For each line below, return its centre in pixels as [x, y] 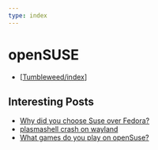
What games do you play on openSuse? [84, 138]
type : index [28, 15]
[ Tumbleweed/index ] [53, 77]
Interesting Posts [51, 101]
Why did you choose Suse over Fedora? [85, 121]
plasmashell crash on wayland [69, 129]
